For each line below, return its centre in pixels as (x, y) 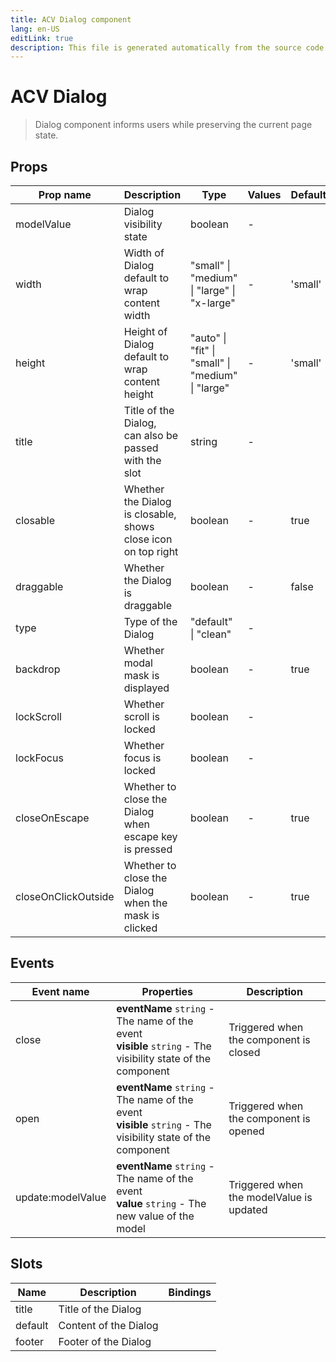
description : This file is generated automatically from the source (156, 47)
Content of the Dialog (108, 1325)
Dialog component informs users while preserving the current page (173, 125)
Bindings (190, 1292)
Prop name (65, 194)
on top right (151, 551)
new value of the (155, 1216)
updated (248, 1209)
